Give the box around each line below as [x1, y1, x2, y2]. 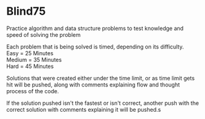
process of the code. [6, 87, 60, 94]
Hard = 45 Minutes [6, 63, 54, 70]
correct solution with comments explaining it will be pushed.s [6, 106, 161, 113]
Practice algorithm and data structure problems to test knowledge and [6, 25, 184, 32]
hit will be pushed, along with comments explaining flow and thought [6, 81, 180, 88]
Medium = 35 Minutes [6, 56, 62, 63]
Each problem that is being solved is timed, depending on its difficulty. [6, 43, 184, 50]
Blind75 [6, 4, 46, 18]
